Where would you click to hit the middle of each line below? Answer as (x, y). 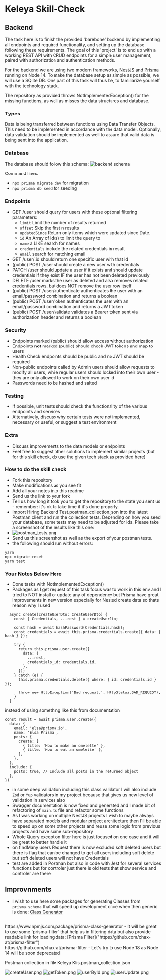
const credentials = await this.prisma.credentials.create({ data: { (87, 632)
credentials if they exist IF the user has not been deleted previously (81, 275)
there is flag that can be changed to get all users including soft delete (83, 853)
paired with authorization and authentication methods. (60, 60)
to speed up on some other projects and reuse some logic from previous (86, 826)
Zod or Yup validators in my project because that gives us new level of (83, 795)
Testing (14, 396)
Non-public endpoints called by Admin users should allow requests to (83, 367)
